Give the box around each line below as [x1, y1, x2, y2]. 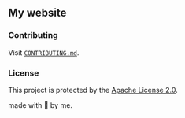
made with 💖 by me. [8, 100, 73, 109]
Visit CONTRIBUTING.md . [8, 47, 80, 57]
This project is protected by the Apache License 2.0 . [8, 85, 179, 94]
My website [8, 6, 67, 20]
